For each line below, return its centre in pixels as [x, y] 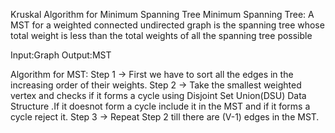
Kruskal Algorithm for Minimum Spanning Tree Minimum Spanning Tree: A [162, 14]
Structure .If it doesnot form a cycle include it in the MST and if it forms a [160, 106]
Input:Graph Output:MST [61, 55]
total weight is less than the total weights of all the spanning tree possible [161, 35]
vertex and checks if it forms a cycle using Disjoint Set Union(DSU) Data [158, 95]
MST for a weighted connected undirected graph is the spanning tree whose [167, 25]
